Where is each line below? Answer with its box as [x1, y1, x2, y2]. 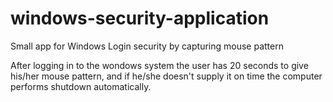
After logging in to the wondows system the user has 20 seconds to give [10, 59, 309, 71]
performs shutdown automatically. [10, 80, 152, 92]
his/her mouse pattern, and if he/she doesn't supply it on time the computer [10, 70, 323, 82]
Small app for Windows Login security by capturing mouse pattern [10, 40, 284, 52]
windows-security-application [10, 7, 270, 30]
